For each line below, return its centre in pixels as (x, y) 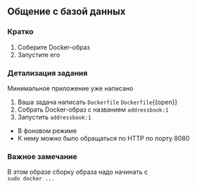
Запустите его (39, 54)
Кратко (20, 32)
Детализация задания (47, 73)
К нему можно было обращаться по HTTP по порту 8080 (103, 138)
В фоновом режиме (47, 131)
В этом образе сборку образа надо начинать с (78, 172)
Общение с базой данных (66, 12)
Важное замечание (42, 156)
